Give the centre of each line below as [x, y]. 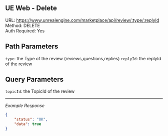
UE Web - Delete [31, 8]
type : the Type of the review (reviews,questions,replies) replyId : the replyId [83, 58]
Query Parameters [34, 79]
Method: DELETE [22, 25]
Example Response [25, 106]
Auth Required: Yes [25, 31]
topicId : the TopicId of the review [40, 91]
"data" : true [28, 124]
